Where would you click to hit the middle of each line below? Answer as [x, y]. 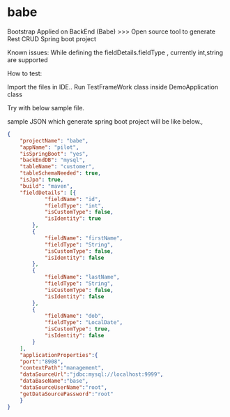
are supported [28, 59]
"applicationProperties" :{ [59, 355]
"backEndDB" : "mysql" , [53, 160]
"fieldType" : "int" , [74, 206]
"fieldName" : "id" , [72, 199]
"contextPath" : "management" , [62, 368]
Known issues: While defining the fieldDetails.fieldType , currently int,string [115, 52]
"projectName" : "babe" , [54, 140]
